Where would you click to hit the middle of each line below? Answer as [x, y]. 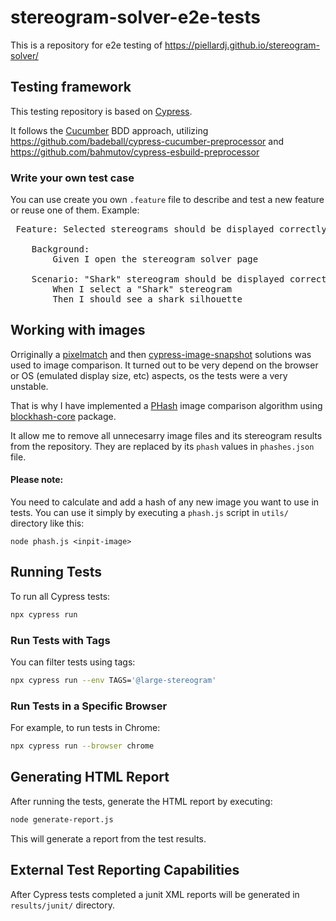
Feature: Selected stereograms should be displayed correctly [171, 229]
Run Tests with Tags [60, 640]
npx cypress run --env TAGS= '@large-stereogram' [113, 681]
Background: [60, 249]
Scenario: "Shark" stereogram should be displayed [158, 279]
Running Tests [56, 572]
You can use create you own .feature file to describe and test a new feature [167, 200]
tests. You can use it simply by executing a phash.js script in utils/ [149, 513]
